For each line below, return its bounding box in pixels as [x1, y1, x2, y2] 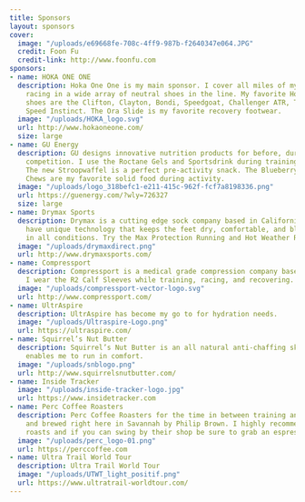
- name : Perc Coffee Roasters [9, 402, 124, 412]
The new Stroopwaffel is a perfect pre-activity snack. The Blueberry [25, 166, 299, 175]
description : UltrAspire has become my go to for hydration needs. [17, 309, 279, 318]
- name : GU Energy [9, 140, 79, 149]
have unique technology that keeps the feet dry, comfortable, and [25, 225, 286, 234]
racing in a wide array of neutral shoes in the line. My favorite [25, 89, 286, 98]
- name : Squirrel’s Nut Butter [9, 335, 128, 344]
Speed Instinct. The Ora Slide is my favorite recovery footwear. [25, 106, 282, 115]
